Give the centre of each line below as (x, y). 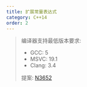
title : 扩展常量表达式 (32, 12)
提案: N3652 (37, 78)
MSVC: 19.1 (44, 59)
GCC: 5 (39, 53)
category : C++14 (27, 17)
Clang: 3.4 (43, 65)
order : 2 (17, 23)
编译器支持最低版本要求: (51, 41)
